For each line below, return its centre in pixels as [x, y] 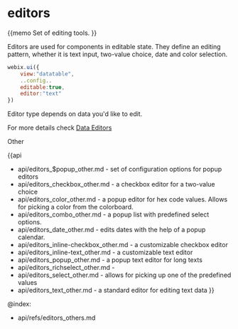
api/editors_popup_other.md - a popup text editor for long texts [110, 260]
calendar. [31, 237]
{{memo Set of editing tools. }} [52, 33]
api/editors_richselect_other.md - [66, 268]
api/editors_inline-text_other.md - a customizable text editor [105, 252]
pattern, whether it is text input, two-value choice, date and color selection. [118, 54]
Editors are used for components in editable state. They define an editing [114, 46]
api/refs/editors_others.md [56, 318]
